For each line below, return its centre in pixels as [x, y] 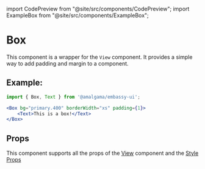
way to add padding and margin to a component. [68, 63]
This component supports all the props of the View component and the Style [103, 153]
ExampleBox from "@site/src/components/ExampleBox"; [78, 15]
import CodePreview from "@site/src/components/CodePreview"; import [98, 9]
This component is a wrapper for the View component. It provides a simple [99, 57]
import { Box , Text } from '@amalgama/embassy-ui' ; [73, 97]
